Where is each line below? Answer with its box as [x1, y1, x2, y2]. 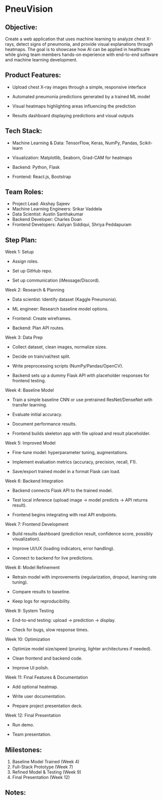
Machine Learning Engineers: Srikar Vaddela [12, 206, 102, 212]
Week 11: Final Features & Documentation [5, 674, 88, 680]
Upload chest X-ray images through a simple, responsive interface [12, 84, 146, 90]
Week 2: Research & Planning [5, 287, 65, 293]
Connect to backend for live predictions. [12, 555, 93, 561]
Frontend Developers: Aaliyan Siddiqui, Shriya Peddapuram [12, 222, 132, 228]
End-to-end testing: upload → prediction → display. [12, 617, 116, 623]
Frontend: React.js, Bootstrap [12, 173, 71, 180]
